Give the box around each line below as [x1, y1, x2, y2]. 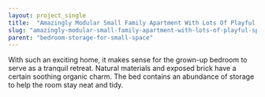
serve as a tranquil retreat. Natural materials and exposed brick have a [8, 64, 237, 73]
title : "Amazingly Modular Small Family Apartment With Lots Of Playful [8, 19, 256, 27]
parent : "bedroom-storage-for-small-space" [8, 33, 154, 42]
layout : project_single [8, 11, 87, 20]
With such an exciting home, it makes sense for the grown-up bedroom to [8, 55, 248, 65]
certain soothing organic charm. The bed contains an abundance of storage [8, 72, 255, 81]
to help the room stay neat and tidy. [8, 80, 124, 90]
